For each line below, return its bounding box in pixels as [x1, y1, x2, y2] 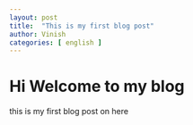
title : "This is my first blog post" [9, 21, 154, 30]
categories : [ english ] [9, 37, 102, 47]
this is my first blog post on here [9, 106, 128, 117]
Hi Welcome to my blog [9, 77, 186, 96]
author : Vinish [9, 29, 66, 38]
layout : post [9, 12, 58, 22]
